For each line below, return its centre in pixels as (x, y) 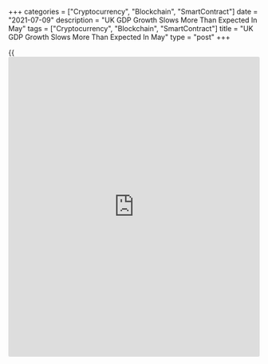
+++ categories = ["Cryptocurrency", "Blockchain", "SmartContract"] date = (133, 12)
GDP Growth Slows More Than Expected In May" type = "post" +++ (119, 37)
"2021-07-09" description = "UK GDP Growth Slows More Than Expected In (133, 20)
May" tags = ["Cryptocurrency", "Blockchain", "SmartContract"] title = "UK (131, 28)
